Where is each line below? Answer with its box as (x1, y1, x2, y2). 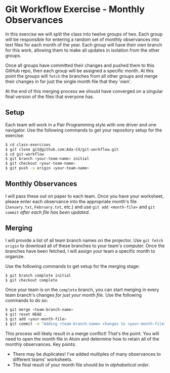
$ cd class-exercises (5, 142, 51, 147)
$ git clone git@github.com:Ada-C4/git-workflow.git (5, 147, 119, 152)
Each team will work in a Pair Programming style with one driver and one (5, 121, 157, 127)
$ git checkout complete (5, 277, 58, 283)
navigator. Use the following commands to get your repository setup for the (5, 127, 162, 133)
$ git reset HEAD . (5, 312, 47, 317)
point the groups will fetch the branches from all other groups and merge (5, 73, 158, 79)
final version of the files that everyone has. (5, 94, 95, 100)
